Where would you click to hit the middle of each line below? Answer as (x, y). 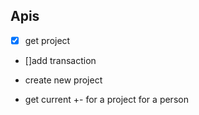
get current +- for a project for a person (106, 99)
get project (47, 40)
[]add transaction (60, 60)
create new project (63, 80)
